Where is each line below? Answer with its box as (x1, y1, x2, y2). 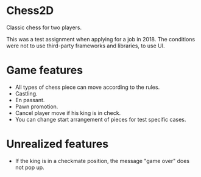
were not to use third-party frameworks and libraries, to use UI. (6, 42, 166, 49)
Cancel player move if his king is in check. (15, 109, 121, 116)
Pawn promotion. (15, 103, 58, 110)
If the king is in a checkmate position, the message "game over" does (15, 157, 190, 164)
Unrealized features (6, 137, 108, 151)
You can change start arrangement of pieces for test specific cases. (15, 116, 186, 123)
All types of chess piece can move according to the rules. (15, 83, 160, 91)
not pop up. (15, 164, 44, 171)
